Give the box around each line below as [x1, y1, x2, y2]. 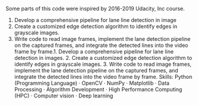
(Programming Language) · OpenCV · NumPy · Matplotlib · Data [14, 79, 170, 87]
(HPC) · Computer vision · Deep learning [14, 92, 114, 99]
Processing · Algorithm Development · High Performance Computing [14, 86, 182, 93]
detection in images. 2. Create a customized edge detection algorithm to [14, 55, 192, 61]
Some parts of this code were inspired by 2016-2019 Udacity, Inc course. [5, 5, 185, 12]
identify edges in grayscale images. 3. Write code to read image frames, [14, 61, 192, 68]
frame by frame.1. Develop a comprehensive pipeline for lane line [14, 48, 174, 55]
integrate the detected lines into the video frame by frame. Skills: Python [14, 74, 193, 80]
